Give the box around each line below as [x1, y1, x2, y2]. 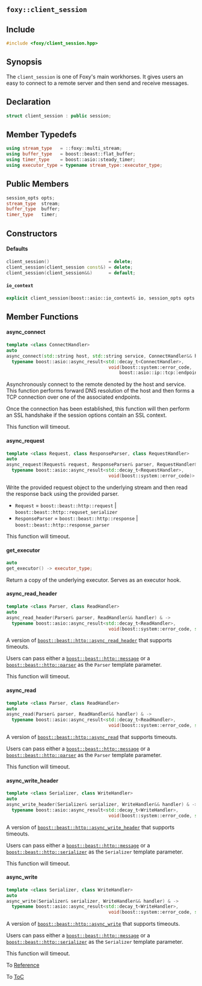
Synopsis [6, 57, 42, 67]
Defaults [6, 245, 28, 252]
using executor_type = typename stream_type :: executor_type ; [6, 163, 163, 169]
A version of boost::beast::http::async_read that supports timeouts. [6, 734, 177, 741]
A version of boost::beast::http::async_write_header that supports [6, 823, 175, 831]
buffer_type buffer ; [6, 206, 61, 212]
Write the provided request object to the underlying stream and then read [6, 484, 188, 491]
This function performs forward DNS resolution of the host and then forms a [6, 387, 195, 395]
